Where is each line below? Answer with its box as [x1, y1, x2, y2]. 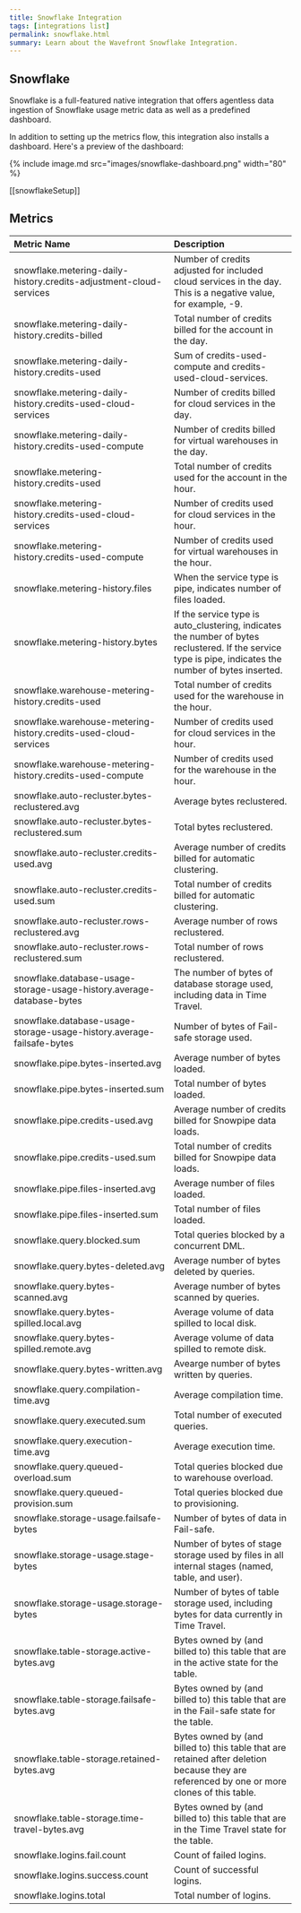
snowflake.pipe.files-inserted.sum [13, 1208, 159, 1220]
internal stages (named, [173, 1560, 274, 1573]
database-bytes [13, 994, 82, 1006]
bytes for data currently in [173, 1607, 283, 1620]
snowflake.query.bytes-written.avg [13, 1363, 163, 1375]
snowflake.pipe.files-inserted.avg [13, 1182, 157, 1194]
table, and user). [173, 1571, 244, 1583]
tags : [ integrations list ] [9, 22, 110, 30]
